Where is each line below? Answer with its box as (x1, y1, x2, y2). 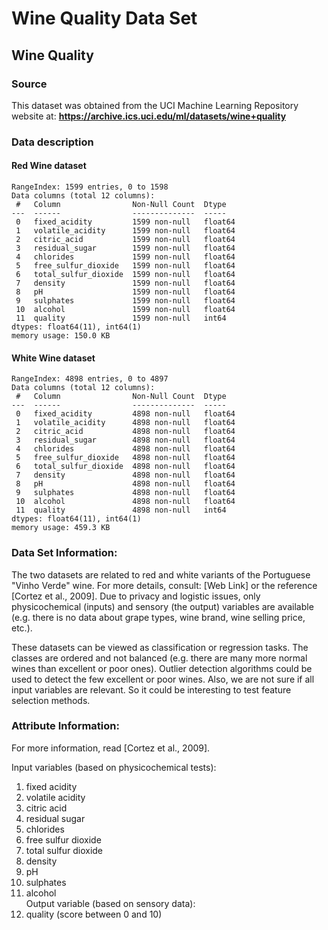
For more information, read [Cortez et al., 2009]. (11, 742, 211, 754)
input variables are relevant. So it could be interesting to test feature (11, 683, 292, 696)
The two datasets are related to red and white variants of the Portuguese (11, 568, 311, 581)
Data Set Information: (11, 546, 118, 560)
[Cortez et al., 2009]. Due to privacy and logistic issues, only (11, 590, 261, 602)
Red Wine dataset (11, 160, 87, 172)
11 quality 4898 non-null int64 (15, 505, 227, 516)
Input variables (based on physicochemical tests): (11, 761, 217, 773)
